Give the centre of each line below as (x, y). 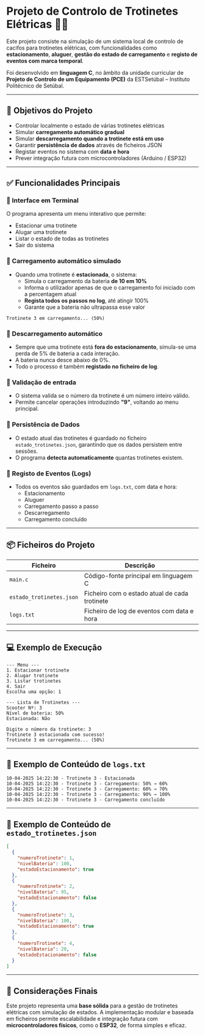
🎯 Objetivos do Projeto (49, 111)
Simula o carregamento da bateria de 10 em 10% (86, 281)
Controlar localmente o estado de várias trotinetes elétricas (90, 125)
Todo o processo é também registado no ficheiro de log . (87, 366)
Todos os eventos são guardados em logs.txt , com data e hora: (96, 487)
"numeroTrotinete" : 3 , (46, 915)
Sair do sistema (35, 245)
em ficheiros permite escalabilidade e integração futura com (82, 1019)
